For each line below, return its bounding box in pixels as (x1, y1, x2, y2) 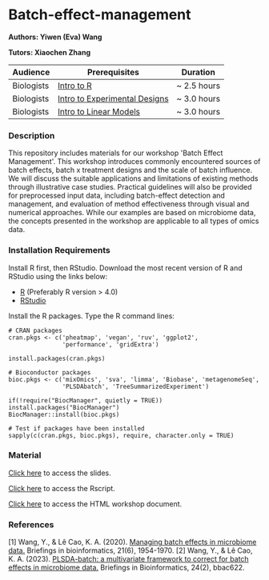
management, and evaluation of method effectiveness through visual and (8, 199, 250, 209)
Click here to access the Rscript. (8, 483, 116, 493)
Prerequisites (86, 66, 140, 78)
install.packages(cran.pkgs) (8, 354, 106, 362)
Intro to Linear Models (57, 106, 141, 117)
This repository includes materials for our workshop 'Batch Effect (8, 148, 223, 158)
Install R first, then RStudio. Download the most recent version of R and (8, 262, 243, 273)
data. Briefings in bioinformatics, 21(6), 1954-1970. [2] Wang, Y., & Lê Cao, (8, 546, 254, 555)
